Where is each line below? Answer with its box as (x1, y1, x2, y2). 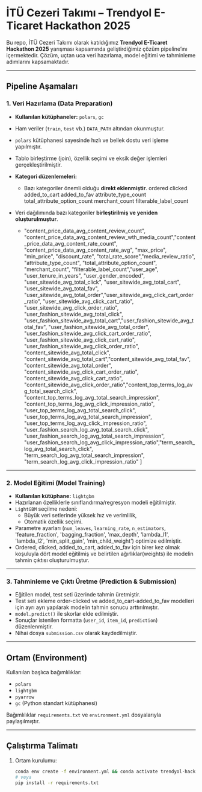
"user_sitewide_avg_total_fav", (23, 284, 99, 292)
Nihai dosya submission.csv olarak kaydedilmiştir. (14, 630, 138, 637)
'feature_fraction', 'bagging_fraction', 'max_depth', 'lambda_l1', (14, 531, 170, 538)
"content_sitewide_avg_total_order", (23, 362, 112, 369)
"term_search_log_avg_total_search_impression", (23, 452, 145, 459)
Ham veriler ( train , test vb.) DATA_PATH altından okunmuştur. (14, 124, 165, 132)
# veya (14, 774, 32, 780)
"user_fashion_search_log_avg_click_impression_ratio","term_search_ (23, 438, 195, 446)
